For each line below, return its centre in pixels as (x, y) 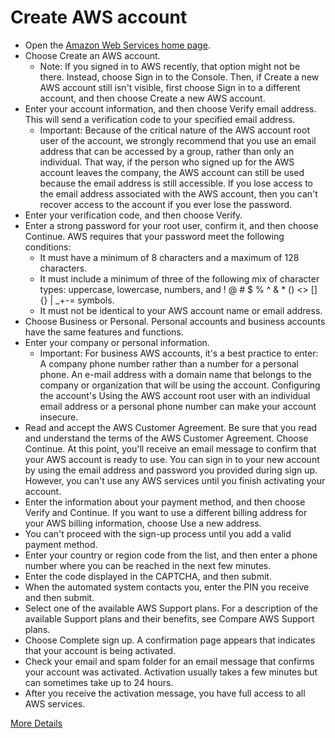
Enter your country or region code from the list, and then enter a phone (171, 555)
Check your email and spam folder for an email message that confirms (169, 661)
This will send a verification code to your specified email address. (160, 119)
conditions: (48, 247)
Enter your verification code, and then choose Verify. (133, 215)
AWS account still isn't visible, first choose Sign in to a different (170, 87)
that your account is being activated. (100, 650)
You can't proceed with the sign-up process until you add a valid (158, 533)
